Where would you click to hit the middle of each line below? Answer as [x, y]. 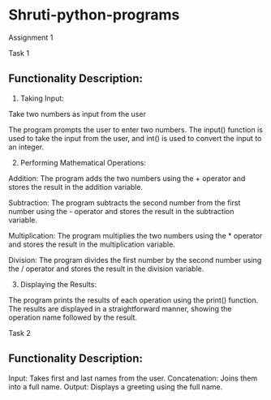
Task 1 [19, 53]
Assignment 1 [31, 37]
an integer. [26, 147]
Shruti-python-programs [94, 15]
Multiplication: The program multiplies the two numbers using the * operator [135, 235]
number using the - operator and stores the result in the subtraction [121, 211]
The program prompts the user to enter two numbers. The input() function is [136, 129]
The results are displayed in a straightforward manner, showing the [120, 308]
